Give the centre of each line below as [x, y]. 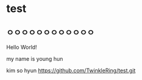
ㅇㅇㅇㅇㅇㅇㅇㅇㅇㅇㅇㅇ [50, 32]
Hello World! [22, 47]
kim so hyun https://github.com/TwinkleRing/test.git [71, 70]
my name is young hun [35, 59]
